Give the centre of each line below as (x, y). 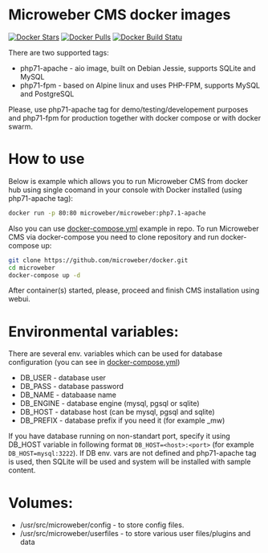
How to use (47, 159)
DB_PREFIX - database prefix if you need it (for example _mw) (122, 420)
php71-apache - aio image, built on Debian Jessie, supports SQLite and (138, 68)
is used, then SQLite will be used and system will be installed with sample (130, 462)
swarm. (21, 126)
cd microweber (32, 268)
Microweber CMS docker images (120, 15)
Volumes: (41, 503)
